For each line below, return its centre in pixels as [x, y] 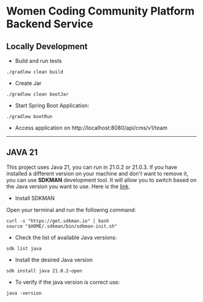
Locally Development [47, 46]
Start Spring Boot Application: [52, 105]
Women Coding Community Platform [101, 11]
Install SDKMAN [35, 198]
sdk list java [24, 248]
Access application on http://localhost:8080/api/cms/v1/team [91, 128]
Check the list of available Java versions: [66, 237]
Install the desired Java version [54, 260]
